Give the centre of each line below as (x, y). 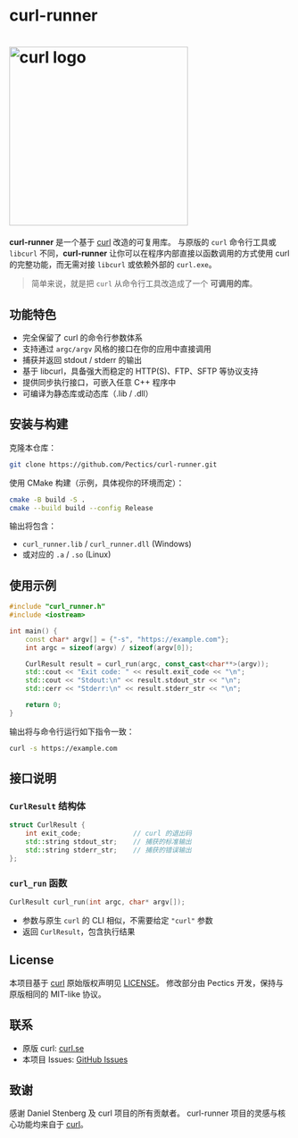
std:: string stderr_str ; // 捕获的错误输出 (108, 850)
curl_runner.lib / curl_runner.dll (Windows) (107, 544)
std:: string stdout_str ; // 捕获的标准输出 (108, 842)
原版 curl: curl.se (53, 1048)
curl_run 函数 (38, 883)
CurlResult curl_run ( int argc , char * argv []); (97, 902)
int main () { (33, 631)
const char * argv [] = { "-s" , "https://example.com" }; (127, 639)
